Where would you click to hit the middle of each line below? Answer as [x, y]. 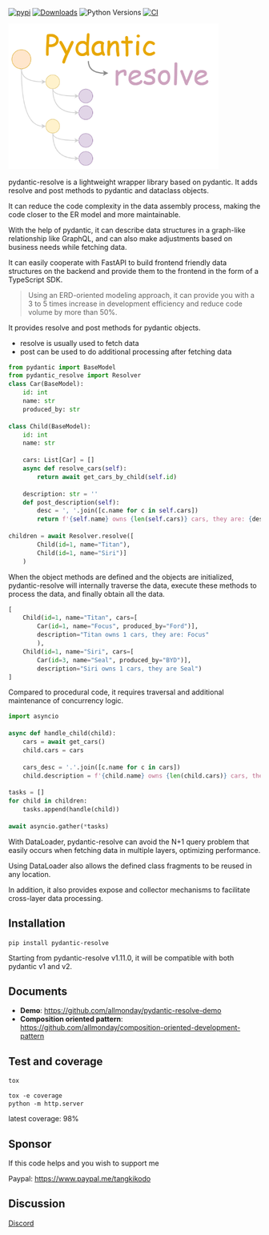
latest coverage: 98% [44, 1119]
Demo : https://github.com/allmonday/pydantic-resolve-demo [120, 1011]
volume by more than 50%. [72, 312]
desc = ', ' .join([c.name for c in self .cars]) [118, 511]
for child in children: [48, 801]
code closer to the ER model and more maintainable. [94, 214]
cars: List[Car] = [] [58, 461]
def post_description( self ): [71, 502]
